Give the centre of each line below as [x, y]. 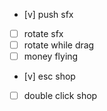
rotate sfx [43, 33]
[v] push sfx [48, 14]
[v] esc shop [49, 76]
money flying [51, 56]
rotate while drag [59, 45]
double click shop [60, 96]
